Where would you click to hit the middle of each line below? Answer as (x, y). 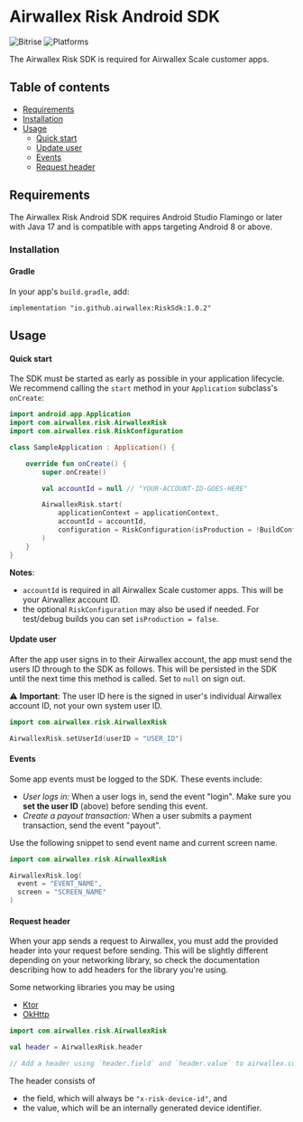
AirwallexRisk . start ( (83, 505)
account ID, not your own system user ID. (86, 705)
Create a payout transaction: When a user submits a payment (137, 815)
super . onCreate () (74, 472)
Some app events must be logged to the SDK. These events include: (136, 779)
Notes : (22, 572)
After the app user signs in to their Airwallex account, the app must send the (151, 659)
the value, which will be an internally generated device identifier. (142, 1108)
